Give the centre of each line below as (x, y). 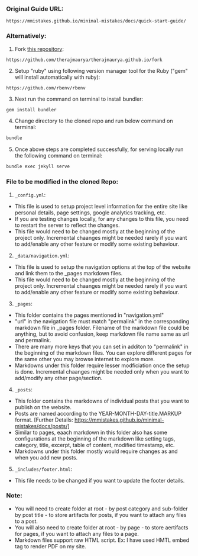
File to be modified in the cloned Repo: (62, 182)
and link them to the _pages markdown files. (69, 273)
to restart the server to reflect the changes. (67, 225)
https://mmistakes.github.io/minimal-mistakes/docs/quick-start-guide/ (96, 21)
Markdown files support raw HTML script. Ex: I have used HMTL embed (102, 540)
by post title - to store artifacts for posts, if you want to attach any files (100, 515)
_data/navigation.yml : (42, 255)
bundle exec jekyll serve (38, 167)
